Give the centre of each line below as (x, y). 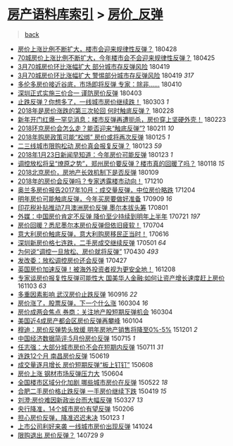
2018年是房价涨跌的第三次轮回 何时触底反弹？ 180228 (96, 111)
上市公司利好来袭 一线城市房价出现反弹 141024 (85, 426)
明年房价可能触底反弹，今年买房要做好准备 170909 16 (95, 199)
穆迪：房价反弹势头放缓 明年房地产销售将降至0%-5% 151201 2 (107, 329)
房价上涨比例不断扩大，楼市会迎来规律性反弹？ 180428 (97, 49)
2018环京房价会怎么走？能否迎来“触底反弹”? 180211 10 (96, 128)
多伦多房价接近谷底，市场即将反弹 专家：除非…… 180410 (100, 84)
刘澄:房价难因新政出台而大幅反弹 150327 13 (80, 399)
